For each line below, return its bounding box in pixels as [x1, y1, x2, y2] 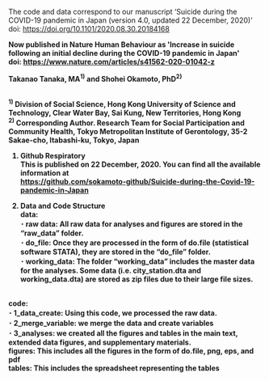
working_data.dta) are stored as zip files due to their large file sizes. [19, 274, 254, 284]
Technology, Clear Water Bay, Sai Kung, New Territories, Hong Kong [8, 108, 242, 118]
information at [19, 167, 69, 177]
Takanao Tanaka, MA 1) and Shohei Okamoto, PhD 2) [8, 73, 183, 83]
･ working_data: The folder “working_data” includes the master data [19, 256, 255, 266]
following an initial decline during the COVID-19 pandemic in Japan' [8, 49, 240, 57]
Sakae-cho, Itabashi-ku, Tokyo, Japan [8, 135, 140, 145]
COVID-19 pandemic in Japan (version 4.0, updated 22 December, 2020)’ [8, 15, 253, 25]
